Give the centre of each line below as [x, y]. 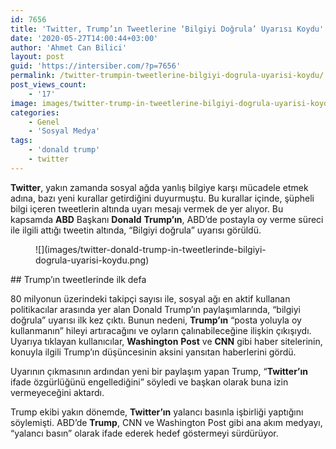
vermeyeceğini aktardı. [57, 392]
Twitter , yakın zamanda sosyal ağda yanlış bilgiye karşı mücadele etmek [159, 187]
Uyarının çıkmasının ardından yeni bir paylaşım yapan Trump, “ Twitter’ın [159, 371]
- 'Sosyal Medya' [64, 131]
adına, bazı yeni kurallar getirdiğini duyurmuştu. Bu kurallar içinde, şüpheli [162, 198]
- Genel [44, 122]
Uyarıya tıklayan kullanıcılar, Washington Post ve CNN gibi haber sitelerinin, [166, 341]
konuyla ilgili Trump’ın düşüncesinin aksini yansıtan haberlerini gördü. [153, 352]
